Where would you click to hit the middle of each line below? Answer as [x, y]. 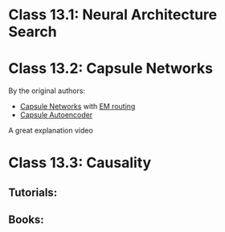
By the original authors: [47, 91]
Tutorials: [33, 192]
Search [33, 32]
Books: [26, 220]
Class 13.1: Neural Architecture [113, 15]
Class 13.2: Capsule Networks [110, 69]
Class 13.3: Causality [80, 163]
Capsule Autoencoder [56, 115]
